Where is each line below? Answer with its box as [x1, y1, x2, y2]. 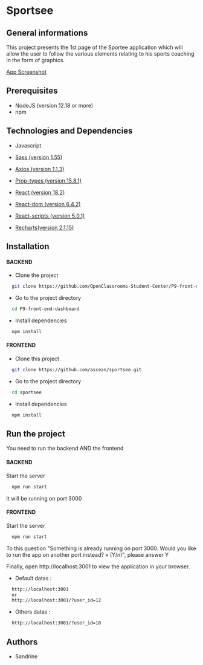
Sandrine [14, 652, 38, 660]
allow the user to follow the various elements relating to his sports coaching [6, 50, 195, 57]
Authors [6, 637, 38, 647]
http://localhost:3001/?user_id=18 [11, 620, 101, 626]
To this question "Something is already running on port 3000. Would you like [6, 545, 196, 552]
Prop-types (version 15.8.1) [14, 177, 82, 184]
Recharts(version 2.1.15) [14, 224, 74, 231]
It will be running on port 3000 [6, 495, 82, 502]
